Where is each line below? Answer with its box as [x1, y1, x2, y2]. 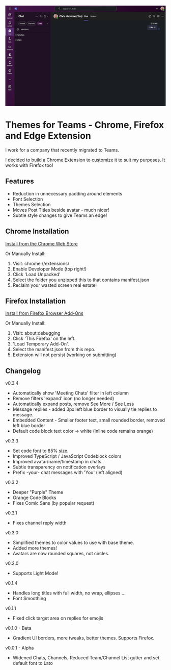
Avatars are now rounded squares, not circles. [12, 551, 109, 557]
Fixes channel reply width [12, 520, 67, 526]
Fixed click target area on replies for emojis [12, 615, 103, 622]
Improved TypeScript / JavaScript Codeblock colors [12, 453, 122, 459]
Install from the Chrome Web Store [5, 240, 78, 246]
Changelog [5, 366, 41, 375]
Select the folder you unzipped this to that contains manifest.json [12, 277, 150, 283]
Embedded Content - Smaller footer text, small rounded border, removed [12, 417, 165, 424]
